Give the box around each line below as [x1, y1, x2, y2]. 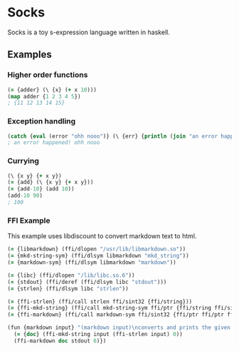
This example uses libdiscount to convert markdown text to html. [7, 232, 197, 240]
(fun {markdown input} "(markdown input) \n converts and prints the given [7, 324, 231, 332]
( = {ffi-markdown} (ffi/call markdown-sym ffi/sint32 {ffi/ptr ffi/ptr [7, 311, 224, 318]
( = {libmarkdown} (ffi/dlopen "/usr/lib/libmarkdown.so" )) [7, 245, 186, 253]
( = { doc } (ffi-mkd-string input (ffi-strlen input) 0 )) [14, 331, 183, 338]
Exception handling [7, 116, 76, 126]
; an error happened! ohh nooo [7, 139, 100, 146]
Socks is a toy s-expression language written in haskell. [7, 28, 171, 36]
